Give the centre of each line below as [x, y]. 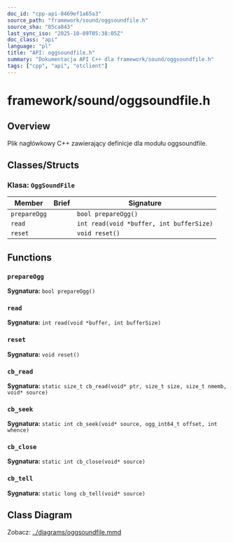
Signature [145, 203]
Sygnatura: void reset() [44, 354]
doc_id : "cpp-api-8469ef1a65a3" [54, 14]
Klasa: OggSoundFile [41, 185]
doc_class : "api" [33, 40]
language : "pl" [29, 46]
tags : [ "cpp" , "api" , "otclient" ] [58, 66]
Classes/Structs [43, 165]
